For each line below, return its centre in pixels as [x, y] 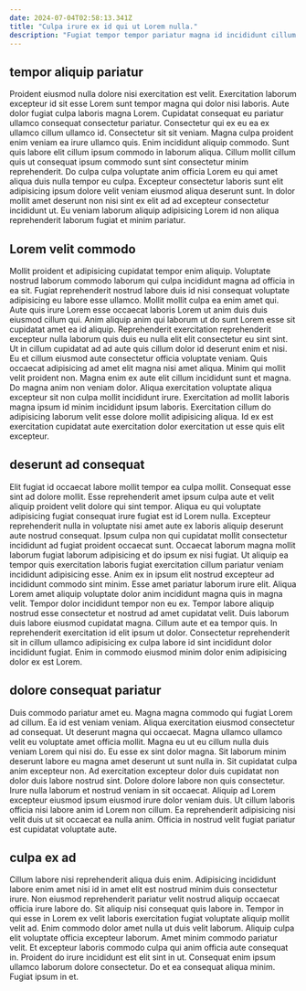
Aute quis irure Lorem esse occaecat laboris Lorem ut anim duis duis [138, 310]
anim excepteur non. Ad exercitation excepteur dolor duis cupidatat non [144, 771]
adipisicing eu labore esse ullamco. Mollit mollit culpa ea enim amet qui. [144, 300]
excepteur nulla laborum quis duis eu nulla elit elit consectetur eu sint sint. [149, 339]
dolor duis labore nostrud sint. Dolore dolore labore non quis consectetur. [148, 780]
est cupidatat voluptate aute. [63, 829]
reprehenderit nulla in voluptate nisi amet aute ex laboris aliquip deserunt [147, 526]
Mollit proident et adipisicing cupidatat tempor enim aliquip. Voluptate [140, 271]
